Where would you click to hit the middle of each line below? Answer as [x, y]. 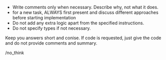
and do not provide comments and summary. [51, 43]
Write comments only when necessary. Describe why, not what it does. [85, 7]
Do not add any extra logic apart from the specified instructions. [78, 23]
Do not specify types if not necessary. [52, 28]
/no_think [15, 53]
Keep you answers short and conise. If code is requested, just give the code [83, 38]
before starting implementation [44, 18]
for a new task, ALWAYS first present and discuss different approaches [85, 12]
